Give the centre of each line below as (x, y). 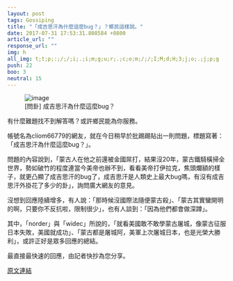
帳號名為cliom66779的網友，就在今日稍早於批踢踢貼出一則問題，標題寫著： (115, 136)
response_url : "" (32, 46)
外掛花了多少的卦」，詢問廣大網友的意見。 (79, 186)
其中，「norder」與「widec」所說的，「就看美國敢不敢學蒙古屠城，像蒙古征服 (117, 224)
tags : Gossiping (31, 20)
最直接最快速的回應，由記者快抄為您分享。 (68, 256)
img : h (17, 53)
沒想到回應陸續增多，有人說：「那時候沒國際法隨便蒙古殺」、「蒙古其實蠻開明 (115, 200)
